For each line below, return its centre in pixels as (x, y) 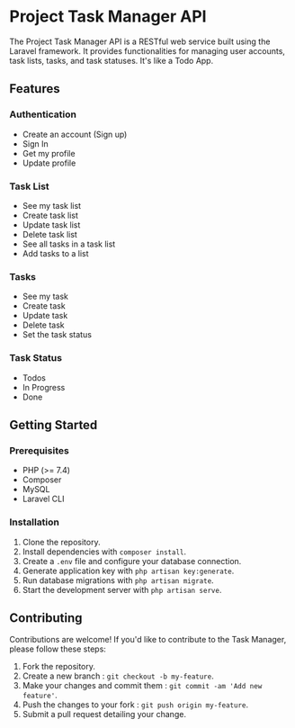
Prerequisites (39, 450)
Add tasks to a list (55, 253)
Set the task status (57, 335)
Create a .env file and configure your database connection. (132, 561)
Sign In (35, 144)
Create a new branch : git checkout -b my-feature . (118, 676)
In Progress (44, 387)
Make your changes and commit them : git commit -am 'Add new (142, 686)
